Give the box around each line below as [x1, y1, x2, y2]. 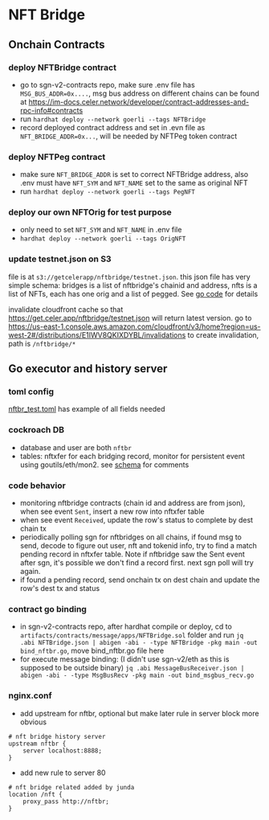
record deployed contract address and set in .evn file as [19, 122, 206, 132]
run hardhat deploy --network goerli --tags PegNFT [19, 187, 195, 196]
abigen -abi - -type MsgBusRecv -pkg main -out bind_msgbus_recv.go [19, 671, 255, 680]
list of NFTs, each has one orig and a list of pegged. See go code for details [8, 289, 259, 298]
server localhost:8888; [22, 746, 103, 755]
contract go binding [8, 603, 87, 614]
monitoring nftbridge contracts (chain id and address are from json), [19, 498, 246, 508]
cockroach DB [8, 424, 65, 436]
